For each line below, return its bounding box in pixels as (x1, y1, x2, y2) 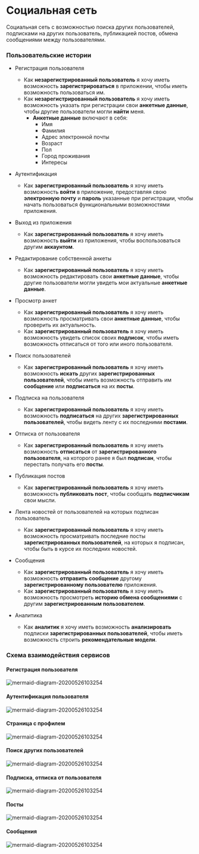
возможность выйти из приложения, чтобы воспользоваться (23, 237, 181, 244)
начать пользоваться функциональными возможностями (23, 201, 170, 208)
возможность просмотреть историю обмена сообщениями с (23, 594, 183, 601)
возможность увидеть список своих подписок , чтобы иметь (23, 334, 179, 341)
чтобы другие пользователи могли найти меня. (23, 108, 145, 115)
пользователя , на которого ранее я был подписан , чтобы (23, 455, 172, 462)
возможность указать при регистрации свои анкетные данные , (23, 102, 189, 109)
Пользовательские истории (6, 51, 91, 59)
